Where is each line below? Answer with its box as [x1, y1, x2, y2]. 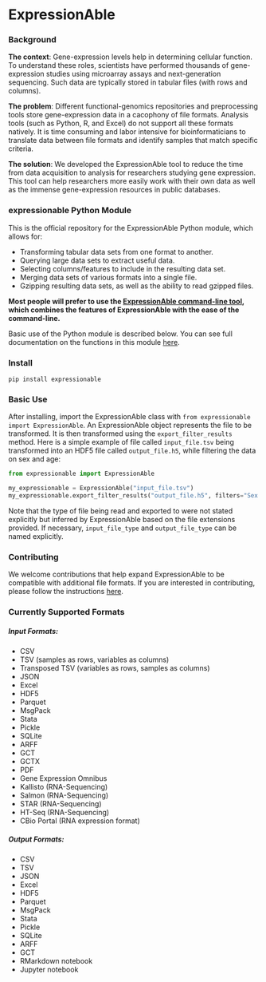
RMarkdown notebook [19, 956, 93, 966]
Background [8, 34, 57, 46]
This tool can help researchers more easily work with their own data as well [8, 176, 256, 186]
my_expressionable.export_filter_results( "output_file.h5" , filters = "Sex [8, 492, 259, 500]
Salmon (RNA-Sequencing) [19, 790, 109, 800]
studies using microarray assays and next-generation [46, 69, 221, 79]
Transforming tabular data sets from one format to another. [19, 247, 213, 256]
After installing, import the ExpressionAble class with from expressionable [8, 412, 251, 422]
